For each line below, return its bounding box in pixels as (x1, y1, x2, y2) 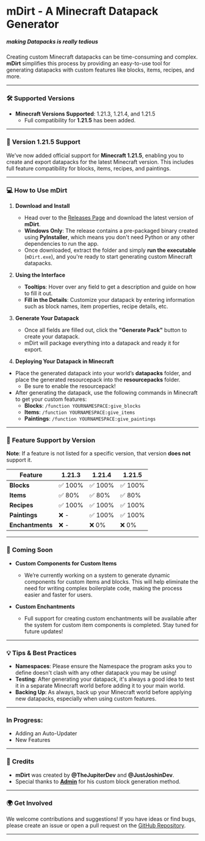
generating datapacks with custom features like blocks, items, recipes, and (6, 66, 195, 74)
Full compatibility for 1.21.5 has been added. (24, 117, 136, 124)
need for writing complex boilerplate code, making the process (24, 584, 182, 592)
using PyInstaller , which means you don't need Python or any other (24, 233, 195, 241)
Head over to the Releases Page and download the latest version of (24, 214, 194, 221)
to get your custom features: (15, 395, 87, 403)
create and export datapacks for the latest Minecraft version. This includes (6, 158, 194, 166)
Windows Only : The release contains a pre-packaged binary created (24, 227, 198, 235)
